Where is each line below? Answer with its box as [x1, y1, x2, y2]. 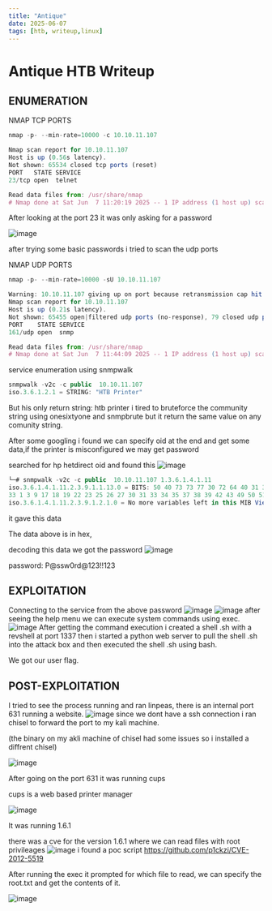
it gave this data [8, 513, 62, 523]
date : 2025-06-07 [8, 19, 67, 28]
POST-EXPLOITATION [8, 679, 120, 693]
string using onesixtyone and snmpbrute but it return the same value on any [8, 411, 261, 421]
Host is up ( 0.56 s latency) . [8, 153, 107, 162]
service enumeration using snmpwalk [8, 365, 134, 375]
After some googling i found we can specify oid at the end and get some [8, 436, 250, 445]
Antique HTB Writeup [8, 62, 155, 80]
